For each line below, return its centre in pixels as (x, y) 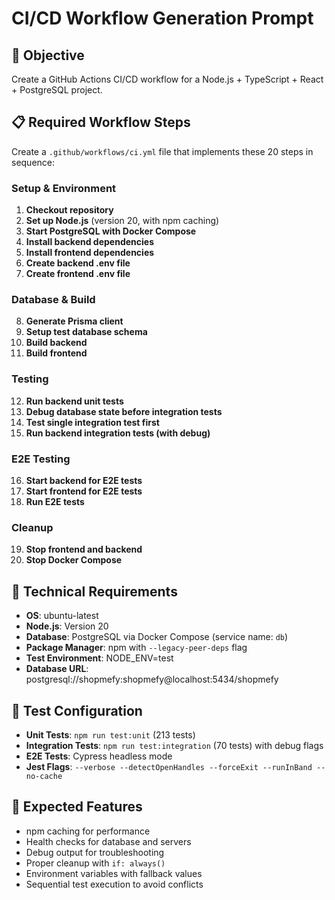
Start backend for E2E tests (84, 480)
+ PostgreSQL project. (57, 90)
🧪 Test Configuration (77, 710)
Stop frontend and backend (84, 549)
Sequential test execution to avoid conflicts (114, 884)
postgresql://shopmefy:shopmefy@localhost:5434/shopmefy (152, 679)
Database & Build (53, 300)
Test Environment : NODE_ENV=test (99, 658)
